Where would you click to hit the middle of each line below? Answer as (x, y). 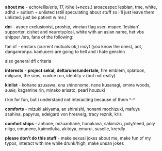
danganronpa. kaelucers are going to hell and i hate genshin (65, 51)
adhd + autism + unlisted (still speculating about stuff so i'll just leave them (80, 12)
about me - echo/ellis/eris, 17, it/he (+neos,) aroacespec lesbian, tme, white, (81, 7)
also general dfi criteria (28, 61)
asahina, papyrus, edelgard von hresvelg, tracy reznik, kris (64, 114)
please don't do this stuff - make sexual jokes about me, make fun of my (78, 138)
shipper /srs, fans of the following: (39, 37)
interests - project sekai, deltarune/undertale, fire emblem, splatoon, (75, 70)
